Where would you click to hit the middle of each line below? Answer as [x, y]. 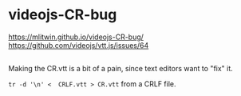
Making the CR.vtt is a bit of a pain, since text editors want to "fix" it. [120, 69]
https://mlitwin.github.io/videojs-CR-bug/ [76, 37]
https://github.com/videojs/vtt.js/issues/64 [79, 45]
